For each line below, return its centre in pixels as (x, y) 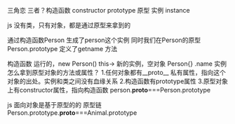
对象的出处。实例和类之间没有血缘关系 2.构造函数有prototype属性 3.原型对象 (118, 81)
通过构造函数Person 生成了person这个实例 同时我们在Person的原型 (104, 40)
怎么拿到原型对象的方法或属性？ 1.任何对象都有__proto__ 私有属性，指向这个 (116, 73)
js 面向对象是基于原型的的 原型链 (54, 105)
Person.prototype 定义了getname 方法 (62, 49)
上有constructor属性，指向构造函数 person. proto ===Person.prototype (109, 90)
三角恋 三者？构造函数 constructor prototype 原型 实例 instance (99, 10)
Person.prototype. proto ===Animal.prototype (72, 113)
